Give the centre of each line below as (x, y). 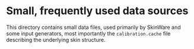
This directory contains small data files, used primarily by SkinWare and (93, 27)
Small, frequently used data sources (97, 11)
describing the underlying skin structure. (56, 40)
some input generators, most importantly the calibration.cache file (88, 33)
